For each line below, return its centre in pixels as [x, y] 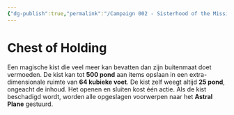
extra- [198, 74]
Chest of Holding [57, 47]
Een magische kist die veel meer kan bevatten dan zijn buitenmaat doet [109, 67]
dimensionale [26, 82]
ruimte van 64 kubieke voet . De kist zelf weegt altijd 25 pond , [136, 82]
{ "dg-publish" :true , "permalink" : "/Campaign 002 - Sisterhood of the [109, 14]
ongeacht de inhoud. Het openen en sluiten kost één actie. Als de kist [107, 89]
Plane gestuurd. [30, 104]
